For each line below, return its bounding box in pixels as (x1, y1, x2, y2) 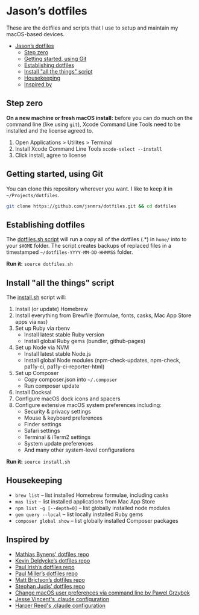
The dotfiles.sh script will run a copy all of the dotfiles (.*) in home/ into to (6, 236, 187, 243)
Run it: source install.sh (6, 458, 71, 465)
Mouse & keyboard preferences (24, 414, 103, 421)
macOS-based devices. (6, 30, 65, 37)
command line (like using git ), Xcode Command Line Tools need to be (6, 121, 181, 128)
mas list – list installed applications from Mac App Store (14, 497, 156, 505)
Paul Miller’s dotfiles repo (14, 570, 78, 577)
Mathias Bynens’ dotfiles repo (14, 550, 89, 558)
